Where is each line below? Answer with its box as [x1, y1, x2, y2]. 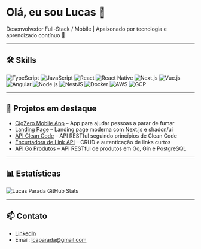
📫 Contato [6, 211, 48, 221]
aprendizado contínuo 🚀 [6, 31, 66, 38]
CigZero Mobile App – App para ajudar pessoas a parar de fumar [14, 119, 175, 126]
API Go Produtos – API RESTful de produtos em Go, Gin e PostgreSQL [14, 145, 187, 152]
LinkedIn [14, 230, 36, 237]
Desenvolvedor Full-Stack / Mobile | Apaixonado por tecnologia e [6, 25, 167, 32]
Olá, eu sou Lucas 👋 [6, 5, 106, 19]
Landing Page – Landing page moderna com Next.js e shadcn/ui [14, 126, 173, 133]
